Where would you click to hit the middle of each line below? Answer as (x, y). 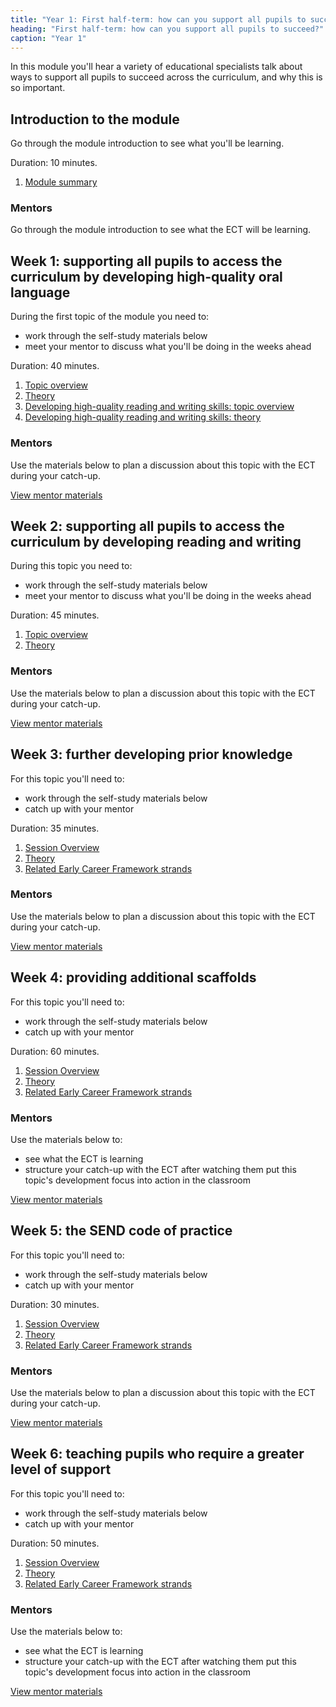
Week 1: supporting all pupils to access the (146, 261)
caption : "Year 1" (48, 38)
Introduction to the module (95, 119)
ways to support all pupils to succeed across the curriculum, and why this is (166, 77)
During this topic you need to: (71, 566)
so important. (38, 88)
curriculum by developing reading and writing (156, 541)
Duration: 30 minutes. (55, 1304)
